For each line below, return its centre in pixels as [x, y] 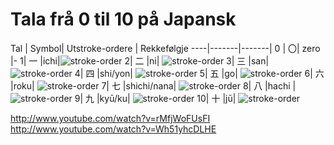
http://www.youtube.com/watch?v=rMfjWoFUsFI [110, 118]
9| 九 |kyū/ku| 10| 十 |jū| [155, 98]
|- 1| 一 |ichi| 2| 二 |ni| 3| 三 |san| [140, 60]
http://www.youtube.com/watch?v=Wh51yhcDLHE [113, 129]
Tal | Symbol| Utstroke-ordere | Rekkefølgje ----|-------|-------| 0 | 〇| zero [165, 48]
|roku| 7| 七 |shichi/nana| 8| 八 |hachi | [153, 85]
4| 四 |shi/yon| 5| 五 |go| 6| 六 [199, 73]
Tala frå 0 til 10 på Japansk [123, 19]
